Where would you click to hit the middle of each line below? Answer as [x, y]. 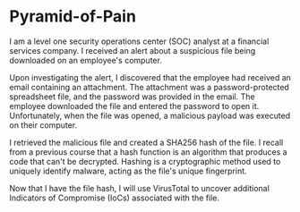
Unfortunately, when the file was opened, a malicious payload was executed [150, 115]
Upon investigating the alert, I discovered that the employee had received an [150, 77]
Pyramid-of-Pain [73, 17]
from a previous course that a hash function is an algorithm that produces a [149, 152]
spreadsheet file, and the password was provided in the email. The [132, 97]
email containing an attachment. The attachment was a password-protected [149, 87]
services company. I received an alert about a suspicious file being [133, 50]
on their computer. [43, 125]
